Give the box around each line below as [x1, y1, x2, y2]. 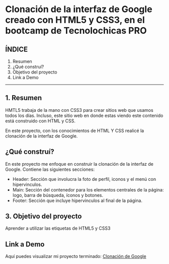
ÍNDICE [5, 45, 28, 53]
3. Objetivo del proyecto [5, 212, 82, 221]
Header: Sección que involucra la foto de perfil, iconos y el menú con [12, 176, 156, 182]
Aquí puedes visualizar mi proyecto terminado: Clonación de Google [5, 253, 147, 259]
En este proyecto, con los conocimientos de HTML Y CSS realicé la [5, 127, 144, 134]
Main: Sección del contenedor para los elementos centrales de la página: [12, 186, 164, 192]
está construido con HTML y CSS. [5, 117, 76, 124]
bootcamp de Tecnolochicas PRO [5, 25, 147, 36]
